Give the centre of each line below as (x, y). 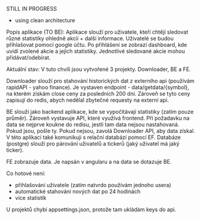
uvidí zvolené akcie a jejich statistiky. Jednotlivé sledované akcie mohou (96, 51)
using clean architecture (45, 20)
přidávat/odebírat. (29, 57)
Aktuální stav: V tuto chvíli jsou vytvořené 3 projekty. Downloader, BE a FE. (99, 69)
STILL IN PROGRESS (32, 9)
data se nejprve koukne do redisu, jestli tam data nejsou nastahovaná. (93, 125)
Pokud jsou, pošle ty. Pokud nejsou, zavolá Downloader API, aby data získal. (101, 131)
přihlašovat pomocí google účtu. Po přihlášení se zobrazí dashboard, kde (97, 45)
